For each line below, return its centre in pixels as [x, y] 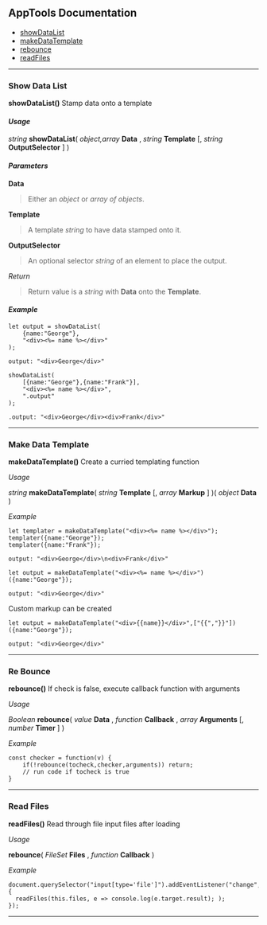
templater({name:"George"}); [56, 538]
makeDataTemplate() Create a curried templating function [104, 462]
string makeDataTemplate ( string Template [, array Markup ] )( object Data [132, 493]
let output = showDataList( [55, 326]
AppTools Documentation [73, 13]
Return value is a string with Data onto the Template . [114, 291]
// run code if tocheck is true [76, 772]
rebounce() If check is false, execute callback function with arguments [124, 689]
